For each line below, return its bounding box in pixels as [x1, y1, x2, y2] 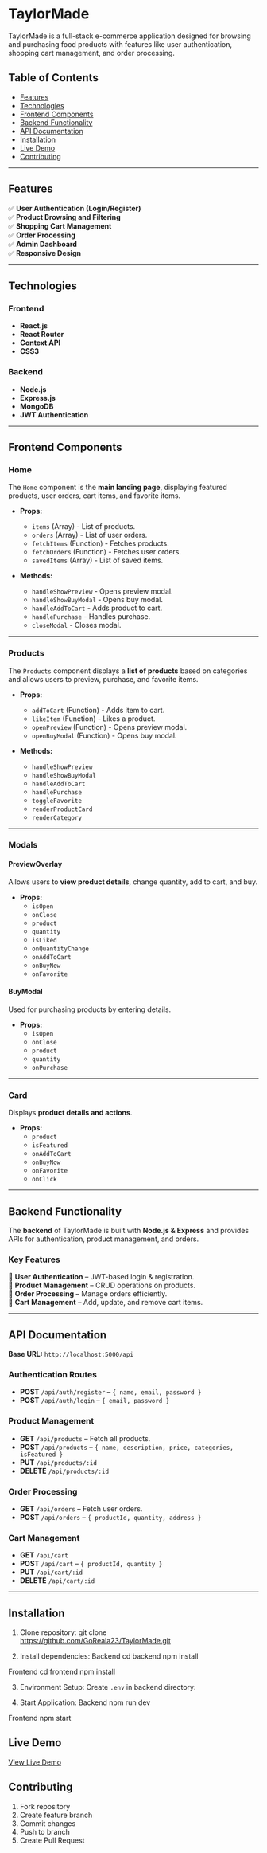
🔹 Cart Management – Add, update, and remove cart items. [8, 1298, 203, 1307]
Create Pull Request [19, 1835, 85, 1845]
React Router [19, 330, 64, 339]
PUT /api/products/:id [19, 1457, 98, 1467]
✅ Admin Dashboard [8, 239, 78, 249]
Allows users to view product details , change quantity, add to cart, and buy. [8, 877, 258, 887]
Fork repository [19, 1801, 71, 1811]
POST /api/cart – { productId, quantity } [19, 1559, 163, 1569]
